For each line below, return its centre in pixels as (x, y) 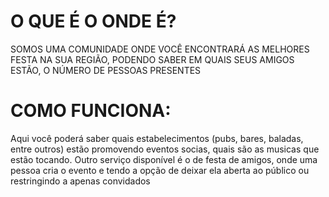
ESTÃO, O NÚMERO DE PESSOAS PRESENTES (106, 70)
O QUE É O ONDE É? (93, 21)
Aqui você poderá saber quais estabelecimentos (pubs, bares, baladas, (157, 138)
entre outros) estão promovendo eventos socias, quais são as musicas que (165, 149)
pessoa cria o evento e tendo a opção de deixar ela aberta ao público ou (160, 170)
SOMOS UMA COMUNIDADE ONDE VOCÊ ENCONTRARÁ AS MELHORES (160, 49)
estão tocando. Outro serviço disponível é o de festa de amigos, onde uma (164, 159)
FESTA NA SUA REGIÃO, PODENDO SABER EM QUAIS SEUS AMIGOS (152, 59)
